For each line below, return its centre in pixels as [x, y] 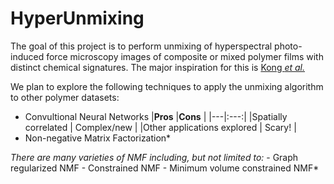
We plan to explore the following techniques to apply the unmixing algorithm [167, 86]
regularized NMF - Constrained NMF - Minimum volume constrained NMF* [165, 168]
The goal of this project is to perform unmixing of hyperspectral [141, 46]
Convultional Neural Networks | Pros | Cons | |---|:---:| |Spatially [156, 116]
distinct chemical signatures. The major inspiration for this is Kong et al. [158, 67]
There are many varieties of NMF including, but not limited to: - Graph [154, 157]
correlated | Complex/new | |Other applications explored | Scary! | [160, 127]
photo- [288, 46]
